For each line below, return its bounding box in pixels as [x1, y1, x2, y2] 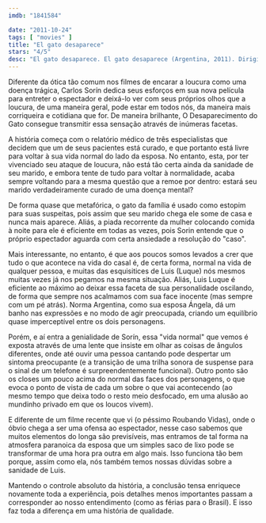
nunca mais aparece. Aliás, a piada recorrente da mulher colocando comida [8, 217, 255, 227]
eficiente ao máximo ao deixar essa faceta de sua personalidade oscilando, [8, 283, 254, 292]
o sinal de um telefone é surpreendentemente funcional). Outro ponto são [8, 366, 249, 375]
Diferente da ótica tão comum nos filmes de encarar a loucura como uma [8, 77, 247, 86]
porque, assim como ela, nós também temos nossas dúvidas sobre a [8, 457, 232, 466]
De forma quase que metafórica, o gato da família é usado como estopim [8, 200, 247, 210]
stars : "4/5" [8, 48, 51, 56]
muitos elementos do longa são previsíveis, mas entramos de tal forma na [8, 432, 249, 441]
